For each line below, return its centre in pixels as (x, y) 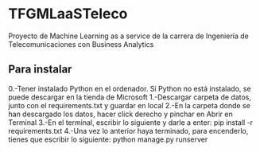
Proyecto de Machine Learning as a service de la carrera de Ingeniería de (128, 36)
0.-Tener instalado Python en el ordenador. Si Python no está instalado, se (130, 88)
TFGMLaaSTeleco (68, 14)
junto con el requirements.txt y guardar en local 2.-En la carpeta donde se (129, 105)
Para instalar (40, 70)
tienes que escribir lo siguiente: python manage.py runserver (108, 139)
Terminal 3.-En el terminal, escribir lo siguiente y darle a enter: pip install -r (130, 122)
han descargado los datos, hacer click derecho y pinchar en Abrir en (120, 114)
